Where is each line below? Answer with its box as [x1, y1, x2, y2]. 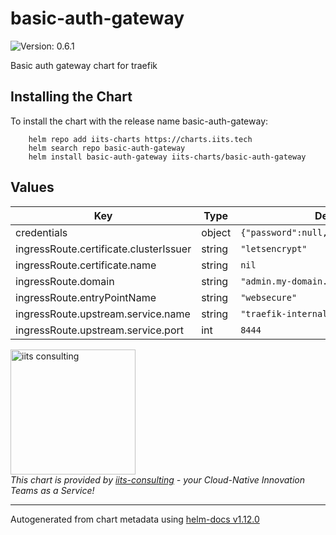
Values [10, 179, 55, 196]
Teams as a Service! [10, 484, 95, 496]
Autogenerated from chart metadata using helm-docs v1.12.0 [10, 513, 260, 525]
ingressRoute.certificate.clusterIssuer [15, 242, 192, 256]
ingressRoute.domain [15, 274, 115, 288]
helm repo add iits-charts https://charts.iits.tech [28, 134, 253, 144]
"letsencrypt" [240, 243, 308, 254]
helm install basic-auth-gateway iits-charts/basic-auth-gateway [28, 152, 307, 162]
